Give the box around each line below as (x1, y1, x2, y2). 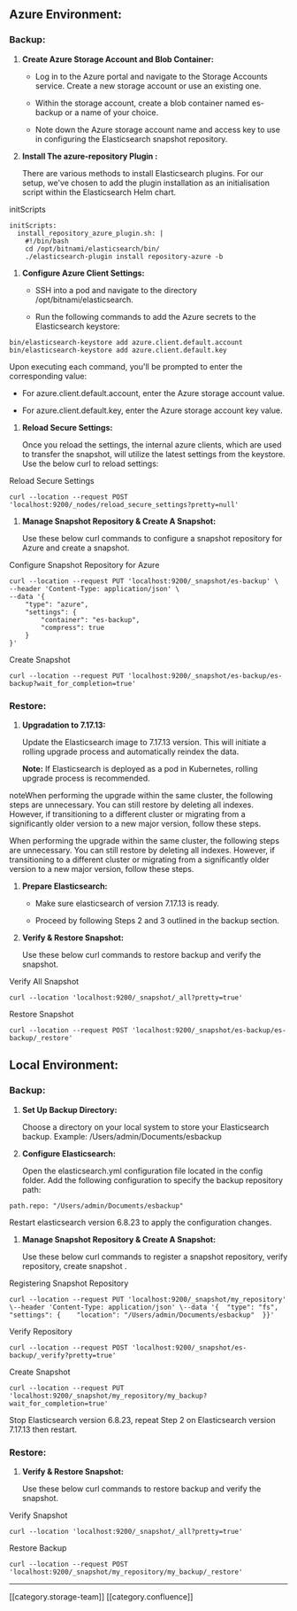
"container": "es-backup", (41, 615, 141, 624)
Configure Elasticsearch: (21, 1148, 117, 1159)
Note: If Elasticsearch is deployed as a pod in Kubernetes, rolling (21, 763, 258, 774)
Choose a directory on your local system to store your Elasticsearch (21, 1121, 270, 1132)
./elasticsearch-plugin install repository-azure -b (25, 252, 224, 261)
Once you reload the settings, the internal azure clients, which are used (21, 439, 282, 450)
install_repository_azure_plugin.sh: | (17, 229, 164, 237)
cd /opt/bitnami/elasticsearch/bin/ (25, 244, 161, 253)
